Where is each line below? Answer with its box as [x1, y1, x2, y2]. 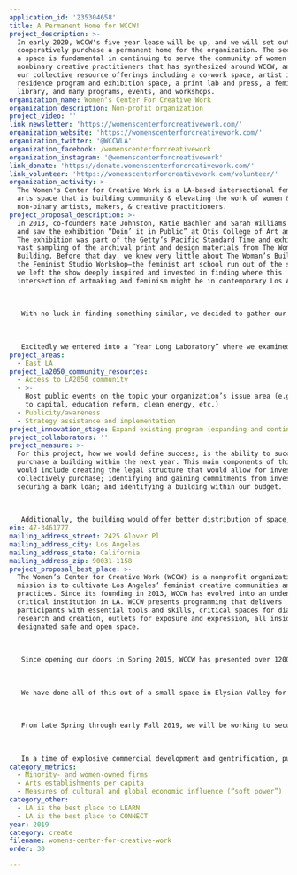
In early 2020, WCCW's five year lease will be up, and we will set [17, 37, 275, 47]
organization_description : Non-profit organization [9, 104, 203, 112]
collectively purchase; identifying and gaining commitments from [17, 474, 267, 483]
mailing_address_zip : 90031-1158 [9, 556, 133, 565]
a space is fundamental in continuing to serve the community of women [17, 54, 287, 63]
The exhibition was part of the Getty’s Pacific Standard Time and [17, 236, 271, 244]
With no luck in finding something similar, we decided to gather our [20, 309, 287, 319]
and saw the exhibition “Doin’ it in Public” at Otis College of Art [17, 227, 278, 236]
